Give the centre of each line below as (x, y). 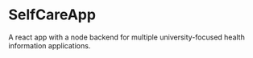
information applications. (50, 45)
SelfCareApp (52, 15)
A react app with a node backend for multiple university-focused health (127, 37)
